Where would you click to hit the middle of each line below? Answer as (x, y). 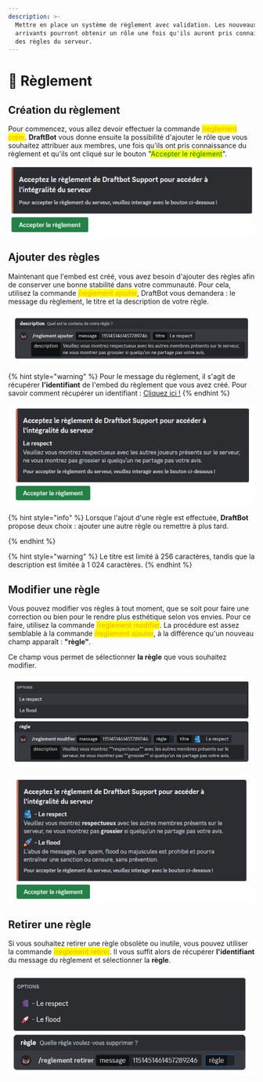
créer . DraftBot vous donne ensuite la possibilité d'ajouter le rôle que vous (128, 137)
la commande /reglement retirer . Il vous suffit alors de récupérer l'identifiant (131, 952)
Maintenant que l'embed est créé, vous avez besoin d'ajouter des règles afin (131, 276)
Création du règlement (64, 110)
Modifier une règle (54, 590)
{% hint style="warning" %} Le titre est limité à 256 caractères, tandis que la (131, 556)
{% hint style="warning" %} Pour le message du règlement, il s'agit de (122, 377)
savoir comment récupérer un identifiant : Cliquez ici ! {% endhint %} (119, 393)
